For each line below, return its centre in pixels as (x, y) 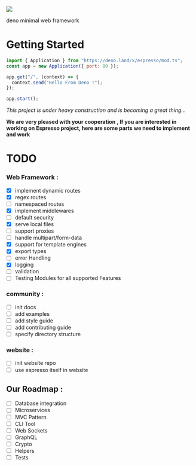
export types (30, 251)
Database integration (41, 403)
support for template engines (50, 245)
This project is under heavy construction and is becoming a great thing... (96, 110)
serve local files (34, 224)
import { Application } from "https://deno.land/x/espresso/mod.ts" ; (95, 60)
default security (34, 217)
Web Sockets (31, 430)
